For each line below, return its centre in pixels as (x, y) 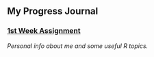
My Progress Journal (53, 11)
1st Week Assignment (44, 31)
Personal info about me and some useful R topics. (78, 46)
